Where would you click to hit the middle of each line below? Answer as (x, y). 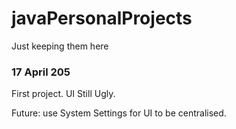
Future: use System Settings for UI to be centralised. (119, 113)
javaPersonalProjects (102, 18)
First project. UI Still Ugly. (63, 94)
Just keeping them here (60, 46)
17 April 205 (41, 72)
